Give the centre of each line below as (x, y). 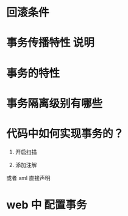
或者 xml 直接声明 (28, 177)
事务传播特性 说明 (50, 43)
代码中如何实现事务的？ (65, 134)
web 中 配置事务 (47, 205)
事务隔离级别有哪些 (55, 103)
